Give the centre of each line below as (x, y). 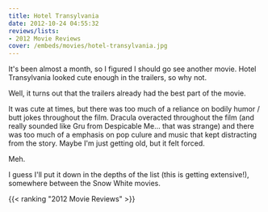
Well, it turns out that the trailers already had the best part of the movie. (127, 93)
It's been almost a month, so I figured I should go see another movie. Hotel (132, 69)
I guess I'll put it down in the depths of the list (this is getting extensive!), (129, 175)
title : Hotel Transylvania (54, 16)
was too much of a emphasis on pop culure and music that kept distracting (132, 135)
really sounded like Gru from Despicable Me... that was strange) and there (131, 126)
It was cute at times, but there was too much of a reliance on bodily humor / (134, 109)
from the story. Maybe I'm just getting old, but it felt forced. (107, 143)
